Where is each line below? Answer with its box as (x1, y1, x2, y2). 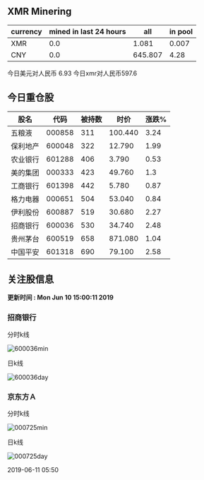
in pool (169, 26, 193, 36)
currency (11, 26, 42, 36)
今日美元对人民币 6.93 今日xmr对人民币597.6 (7, 68, 138, 77)
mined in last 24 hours (49, 26, 126, 36)
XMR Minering (7, 6, 72, 18)
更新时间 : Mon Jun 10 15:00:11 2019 (7, 293, 114, 302)
